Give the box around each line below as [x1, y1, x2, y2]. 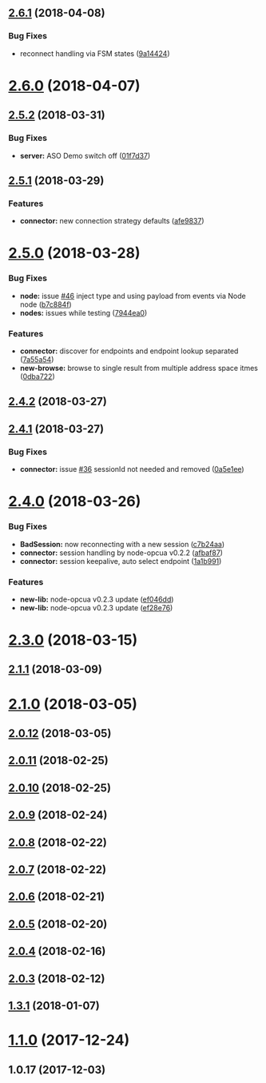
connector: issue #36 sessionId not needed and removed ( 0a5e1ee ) [19, 465, 245, 474]
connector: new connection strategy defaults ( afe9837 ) [19, 216, 205, 226]
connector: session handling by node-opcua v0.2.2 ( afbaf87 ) [19, 548, 224, 558]
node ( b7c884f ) [19, 300, 72, 309]
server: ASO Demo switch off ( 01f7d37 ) [19, 151, 151, 160]
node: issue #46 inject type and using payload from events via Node [19, 291, 246, 300]
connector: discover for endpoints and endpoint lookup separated [19, 346, 239, 356]
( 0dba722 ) [19, 372, 55, 381]
